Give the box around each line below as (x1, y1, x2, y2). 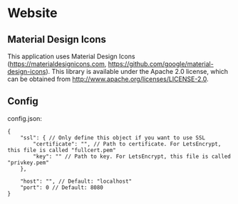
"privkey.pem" (7, 159, 50, 166)
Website (7, 5, 58, 21)
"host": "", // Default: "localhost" (20, 178, 133, 185)
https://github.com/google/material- (108, 60, 214, 68)
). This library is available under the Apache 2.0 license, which (46, 68, 229, 75)
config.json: (7, 114, 43, 122)
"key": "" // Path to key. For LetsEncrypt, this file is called (33, 153, 232, 160)
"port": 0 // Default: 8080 (20, 183, 103, 191)
